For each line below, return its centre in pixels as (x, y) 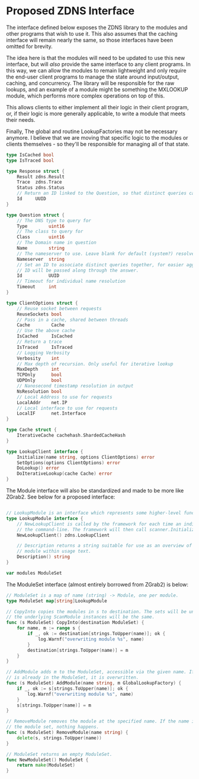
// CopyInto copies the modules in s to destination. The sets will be (96, 611)
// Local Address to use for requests (65, 397)
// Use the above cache (46, 331)
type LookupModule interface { (45, 518)
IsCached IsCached (45, 336)
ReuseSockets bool (39, 314)
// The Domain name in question (57, 243)
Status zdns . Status (41, 188)
